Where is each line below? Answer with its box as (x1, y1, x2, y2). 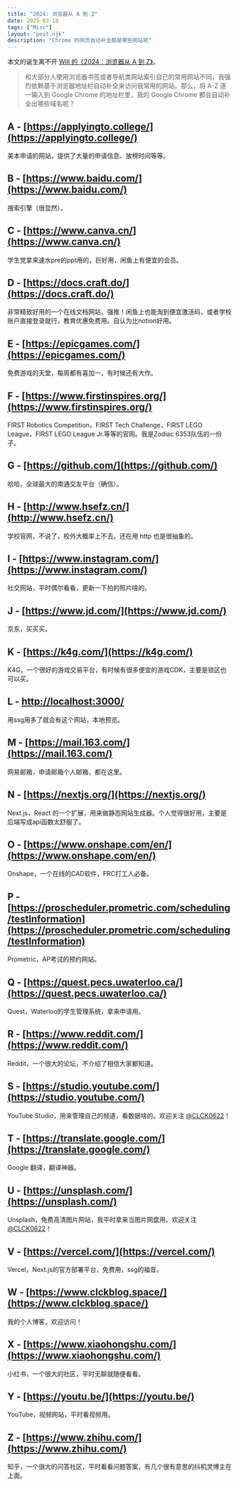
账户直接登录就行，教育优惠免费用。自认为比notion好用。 (7, 317, 176, 325)
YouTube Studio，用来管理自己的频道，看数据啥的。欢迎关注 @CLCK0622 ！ (7, 1111, 230, 1120)
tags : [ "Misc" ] (7, 24, 53, 31)
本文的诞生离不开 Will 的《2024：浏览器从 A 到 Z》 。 (7, 58, 160, 66)
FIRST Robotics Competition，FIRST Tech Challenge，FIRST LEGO (7, 421, 203, 429)
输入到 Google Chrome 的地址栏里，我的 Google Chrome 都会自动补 (31, 91, 230, 99)
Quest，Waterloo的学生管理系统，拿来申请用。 (7, 1007, 145, 1015)
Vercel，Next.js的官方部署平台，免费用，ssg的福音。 (7, 1266, 163, 1273)
